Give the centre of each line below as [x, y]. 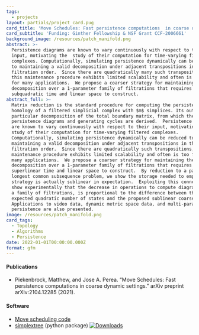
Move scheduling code [43, 319]
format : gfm [21, 248]
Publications [22, 266]
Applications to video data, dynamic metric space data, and [89, 204]
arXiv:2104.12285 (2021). [45, 292]
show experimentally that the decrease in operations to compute [94, 187]
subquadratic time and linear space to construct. [75, 94]
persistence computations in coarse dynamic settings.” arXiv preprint [99, 286]
